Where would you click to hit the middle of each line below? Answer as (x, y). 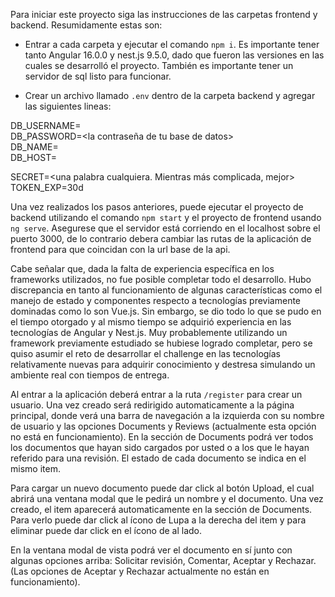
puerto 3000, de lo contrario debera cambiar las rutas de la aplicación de (161, 238)
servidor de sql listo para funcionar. (98, 76)
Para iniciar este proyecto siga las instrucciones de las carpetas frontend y (164, 14)
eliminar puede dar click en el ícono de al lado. (106, 530)
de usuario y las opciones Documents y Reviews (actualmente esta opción (163, 426)
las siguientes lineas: (68, 106)
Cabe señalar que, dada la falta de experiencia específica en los (142, 268)
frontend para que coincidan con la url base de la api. (120, 249)
